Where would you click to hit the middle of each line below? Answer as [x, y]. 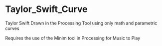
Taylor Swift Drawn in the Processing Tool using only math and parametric [81, 23]
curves [12, 28]
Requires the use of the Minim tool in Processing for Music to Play [73, 38]
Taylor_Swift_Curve [47, 9]
